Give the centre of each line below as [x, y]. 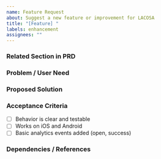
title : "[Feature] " [33, 23]
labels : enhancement [33, 29]
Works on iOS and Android [49, 126]
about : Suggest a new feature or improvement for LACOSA [80, 18]
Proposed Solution [35, 89]
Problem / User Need [38, 72]
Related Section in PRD [41, 56]
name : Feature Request [35, 12]
